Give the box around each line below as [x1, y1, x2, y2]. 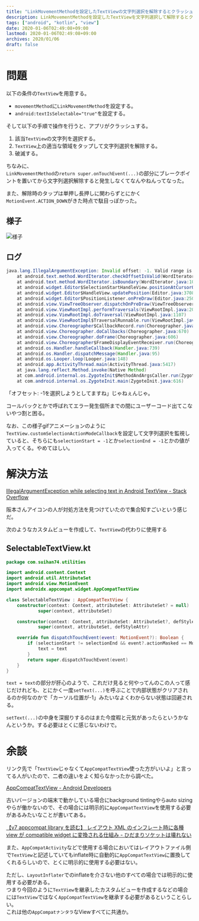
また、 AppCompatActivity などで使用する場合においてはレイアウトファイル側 [6, 844, 191, 851]
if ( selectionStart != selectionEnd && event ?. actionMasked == [27, 640, 187, 646]
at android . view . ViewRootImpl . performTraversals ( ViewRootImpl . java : [17, 306, 190, 313]
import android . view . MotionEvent [6, 581, 89, 587]
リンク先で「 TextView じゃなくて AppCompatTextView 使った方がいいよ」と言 [6, 765, 187, 772]
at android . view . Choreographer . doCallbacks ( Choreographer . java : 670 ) [17, 329, 190, 335]
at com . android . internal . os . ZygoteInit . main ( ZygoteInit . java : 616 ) [17, 378, 184, 384]
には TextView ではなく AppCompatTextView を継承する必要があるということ [6, 894, 182, 901]
